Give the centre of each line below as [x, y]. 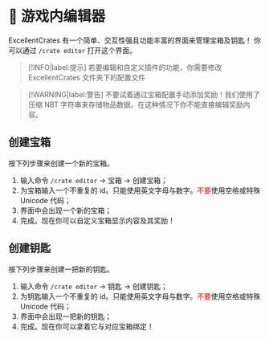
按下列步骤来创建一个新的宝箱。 [61, 163]
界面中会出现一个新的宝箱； [66, 210]
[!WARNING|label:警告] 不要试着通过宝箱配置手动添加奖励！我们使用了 [144, 94]
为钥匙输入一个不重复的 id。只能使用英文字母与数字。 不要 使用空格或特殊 [140, 296]
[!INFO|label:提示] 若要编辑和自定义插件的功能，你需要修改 [125, 67]
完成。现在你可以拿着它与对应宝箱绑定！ [87, 326]
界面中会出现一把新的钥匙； [66, 316]
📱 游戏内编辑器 [57, 16]
